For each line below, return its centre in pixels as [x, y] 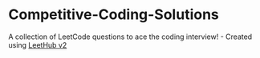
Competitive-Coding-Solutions [114, 15]
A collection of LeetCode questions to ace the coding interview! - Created [130, 37]
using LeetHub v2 [38, 44]
